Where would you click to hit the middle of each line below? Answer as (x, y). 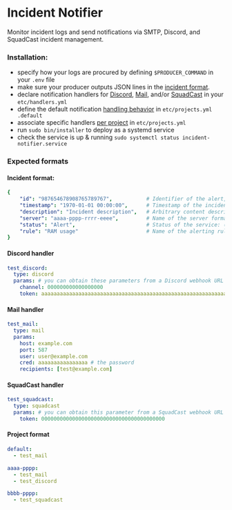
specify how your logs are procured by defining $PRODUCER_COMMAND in (115, 72)
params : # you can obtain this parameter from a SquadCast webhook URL (119, 413)
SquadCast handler (36, 385)
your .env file (36, 80)
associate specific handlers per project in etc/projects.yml (101, 123)
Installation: (28, 57)
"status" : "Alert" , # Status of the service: (120, 225)
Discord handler (31, 253)
